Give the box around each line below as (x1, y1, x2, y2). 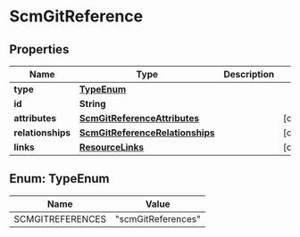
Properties (9, 42, 70, 57)
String (79, 98, 106, 110)
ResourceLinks (79, 141, 145, 153)
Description (223, 69, 275, 80)
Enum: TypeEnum (9, 171, 110, 186)
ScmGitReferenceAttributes (79, 112, 199, 124)
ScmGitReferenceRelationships (79, 127, 215, 139)
